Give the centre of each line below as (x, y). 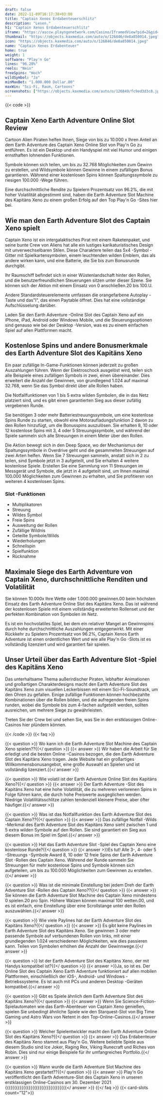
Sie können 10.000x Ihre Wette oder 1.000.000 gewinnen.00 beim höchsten (80, 598)
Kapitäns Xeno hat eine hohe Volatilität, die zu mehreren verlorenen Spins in (81, 789)
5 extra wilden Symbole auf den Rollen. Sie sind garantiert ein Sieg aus (76, 830)
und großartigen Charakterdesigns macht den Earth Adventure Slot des (76, 684)
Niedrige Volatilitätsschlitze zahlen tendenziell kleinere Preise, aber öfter (77, 799)
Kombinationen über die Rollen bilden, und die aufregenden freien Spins (77, 699)
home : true (16, 50)
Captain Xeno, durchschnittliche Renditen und (76, 579)
